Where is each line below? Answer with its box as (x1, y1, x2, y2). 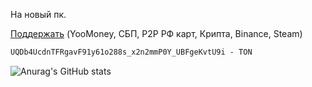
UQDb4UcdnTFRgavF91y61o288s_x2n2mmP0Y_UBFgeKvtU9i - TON (10, 47, 253, 57)
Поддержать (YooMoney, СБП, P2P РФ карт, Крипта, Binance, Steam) (10, 28, 303, 39)
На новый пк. (10, 9, 67, 20)
